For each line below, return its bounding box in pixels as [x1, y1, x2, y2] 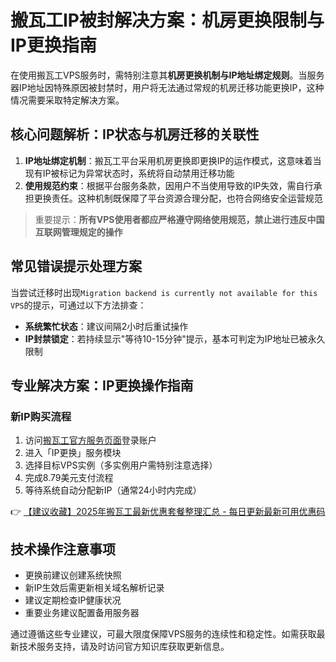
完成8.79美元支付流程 [24, 472, 114, 484]
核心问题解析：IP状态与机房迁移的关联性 [10, 126, 260, 143]
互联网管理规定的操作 [34, 226, 123, 238]
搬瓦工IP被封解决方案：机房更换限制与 [10, 9, 325, 32]
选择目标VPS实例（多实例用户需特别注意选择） [24, 459, 218, 471]
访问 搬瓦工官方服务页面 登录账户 [24, 434, 157, 446]
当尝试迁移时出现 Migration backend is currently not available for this [10, 286, 318, 298]
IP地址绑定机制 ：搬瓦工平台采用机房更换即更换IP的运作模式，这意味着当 [24, 154, 322, 166]
